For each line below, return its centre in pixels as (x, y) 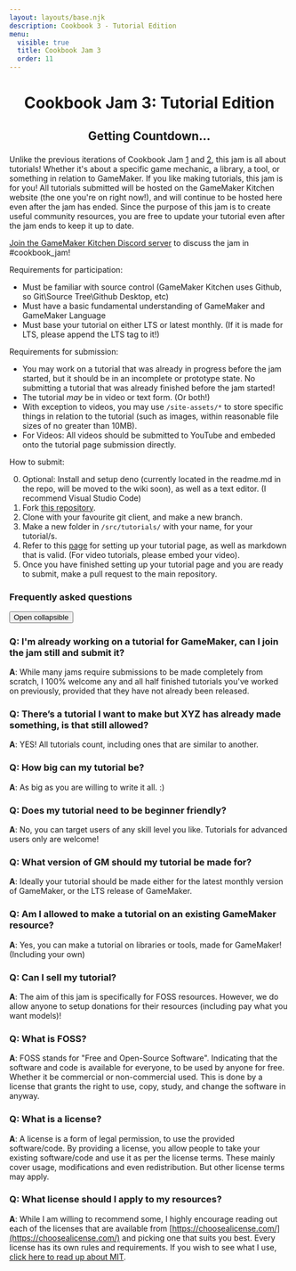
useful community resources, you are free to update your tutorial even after (147, 216)
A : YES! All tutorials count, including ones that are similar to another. (134, 744)
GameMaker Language (64, 315)
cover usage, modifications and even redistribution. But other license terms (147, 1167)
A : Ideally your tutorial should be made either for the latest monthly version (146, 881)
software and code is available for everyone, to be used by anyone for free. (147, 1068)
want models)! (36, 1015)
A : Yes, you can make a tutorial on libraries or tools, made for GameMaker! (146, 945)
